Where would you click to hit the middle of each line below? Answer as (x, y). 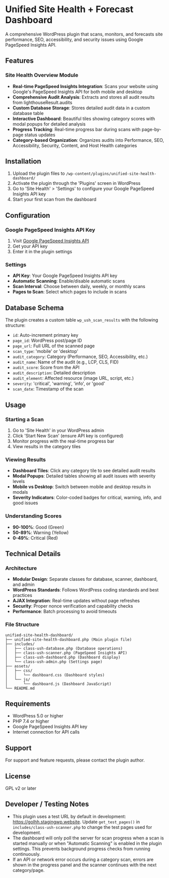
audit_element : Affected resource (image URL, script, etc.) (73, 378)
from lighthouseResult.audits (42, 102)
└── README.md (20, 688)
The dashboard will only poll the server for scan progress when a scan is (88, 838)
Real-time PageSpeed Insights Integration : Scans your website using (85, 86)
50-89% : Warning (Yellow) (41, 532)
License (18, 776)
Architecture (21, 568)
